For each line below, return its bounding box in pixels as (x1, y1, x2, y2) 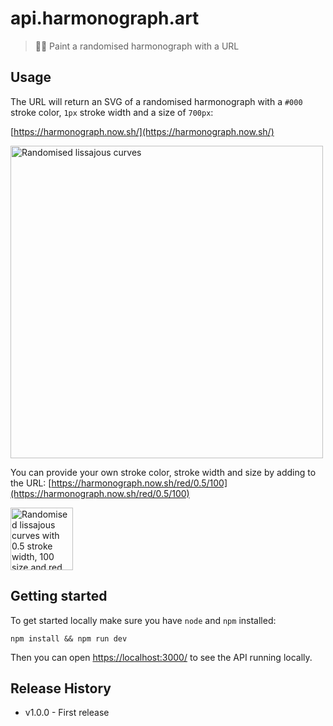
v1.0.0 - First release (24, 707, 110, 719)
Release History (10, 680, 112, 697)
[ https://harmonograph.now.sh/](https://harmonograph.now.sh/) (10, 125, 275, 137)
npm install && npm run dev (10, 633, 128, 644)
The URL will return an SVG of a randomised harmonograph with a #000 (10, 95, 303, 107)
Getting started (10, 588, 108, 605)
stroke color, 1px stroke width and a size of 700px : (10, 106, 214, 118)
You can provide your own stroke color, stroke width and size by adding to (10, 466, 317, 478)
